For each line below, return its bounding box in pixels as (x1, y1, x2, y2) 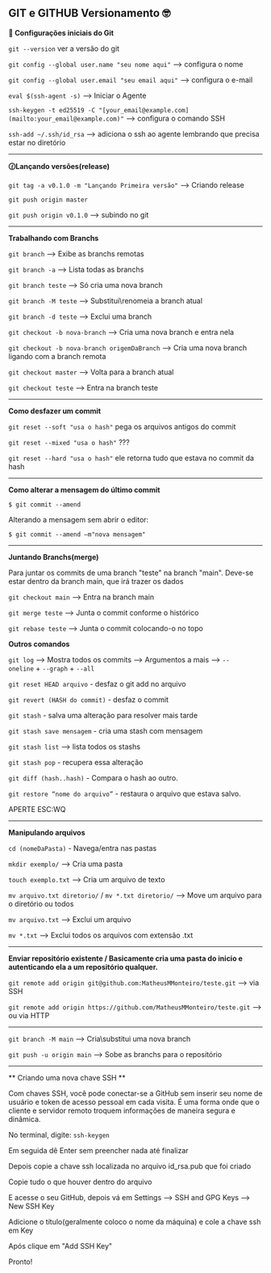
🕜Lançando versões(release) (8, 161, 110, 171)
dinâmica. (8, 1114, 41, 1123)
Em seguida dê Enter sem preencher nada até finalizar (8, 1145, 189, 1155)
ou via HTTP (8, 1010, 50, 1020)
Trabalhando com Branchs (8, 233, 99, 243)
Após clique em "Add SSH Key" (8, 1241, 113, 1250)
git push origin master (8, 196, 89, 204)
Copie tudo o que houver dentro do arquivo (8, 1177, 152, 1186)
